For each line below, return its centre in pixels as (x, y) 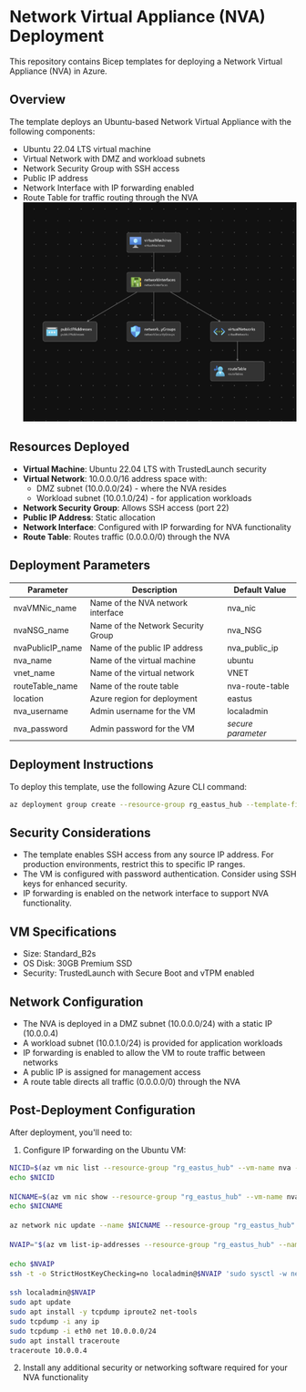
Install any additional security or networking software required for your (155, 1367)
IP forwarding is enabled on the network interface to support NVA (145, 894)
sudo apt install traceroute (65, 1341)
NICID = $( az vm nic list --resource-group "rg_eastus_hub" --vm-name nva (150, 1168)
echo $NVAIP (32, 1264)
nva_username (41, 711)
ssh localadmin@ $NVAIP (52, 1293)
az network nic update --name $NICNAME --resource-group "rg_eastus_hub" (153, 1226)
